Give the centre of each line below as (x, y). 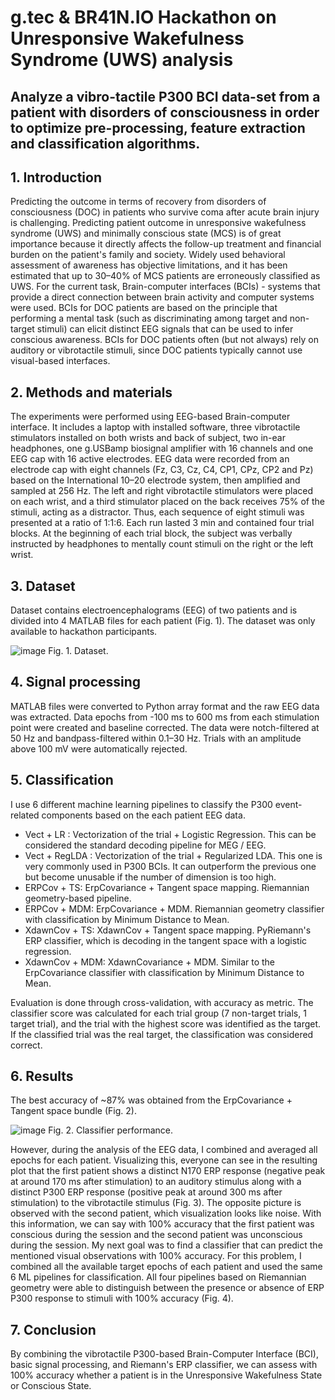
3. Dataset (43, 586)
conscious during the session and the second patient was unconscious (156, 1235)
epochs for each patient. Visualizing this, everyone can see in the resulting (164, 1160)
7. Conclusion (53, 1329)
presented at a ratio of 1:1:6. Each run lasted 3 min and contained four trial (162, 523)
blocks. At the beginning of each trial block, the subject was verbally (151, 533)
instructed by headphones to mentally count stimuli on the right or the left (162, 544)
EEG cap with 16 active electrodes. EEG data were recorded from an (150, 459)
